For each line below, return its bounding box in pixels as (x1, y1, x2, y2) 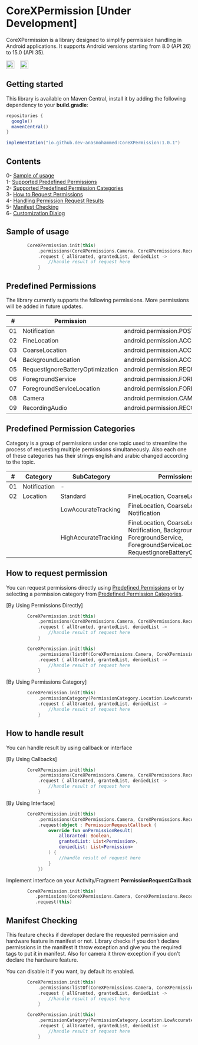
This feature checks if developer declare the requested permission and (6, 931, 179, 938)
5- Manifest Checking (6, 203, 59, 211)
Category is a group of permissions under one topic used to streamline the (6, 439, 187, 447)
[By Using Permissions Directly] (6, 601, 84, 609)
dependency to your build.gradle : (6, 101, 88, 108)
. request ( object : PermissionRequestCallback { (37, 822, 157, 828)
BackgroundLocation (22, 355, 81, 364)
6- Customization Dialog (6, 209, 65, 216)
